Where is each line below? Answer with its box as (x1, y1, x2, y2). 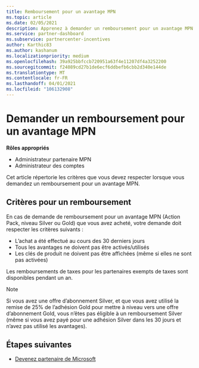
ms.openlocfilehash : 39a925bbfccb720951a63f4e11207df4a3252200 (6, 58, 167, 64)
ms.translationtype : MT (6, 70, 66, 76)
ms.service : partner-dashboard (6, 31, 84, 37)
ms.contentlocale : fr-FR (6, 75, 68, 81)
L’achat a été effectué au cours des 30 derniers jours (14, 237, 145, 244)
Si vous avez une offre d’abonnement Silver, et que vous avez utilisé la (6, 297, 179, 304)
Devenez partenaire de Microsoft (14, 355, 96, 363)
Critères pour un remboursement (6, 197, 132, 207)
